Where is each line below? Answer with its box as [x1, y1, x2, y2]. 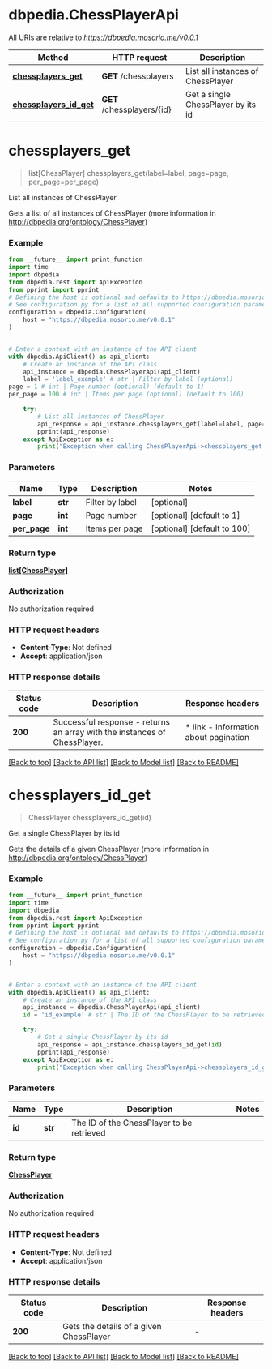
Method [37, 51, 69, 62]
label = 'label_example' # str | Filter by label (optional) [23, 375, 233, 383]
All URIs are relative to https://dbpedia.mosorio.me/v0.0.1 [8, 32, 198, 42]
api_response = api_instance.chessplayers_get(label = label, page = [37, 420, 266, 428]
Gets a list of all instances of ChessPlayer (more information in [8, 208, 216, 218]
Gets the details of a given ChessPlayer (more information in [8, 844, 209, 853]
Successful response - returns [53, 716, 171, 727]
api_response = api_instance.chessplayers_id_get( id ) [37, 1040, 223, 1049]
